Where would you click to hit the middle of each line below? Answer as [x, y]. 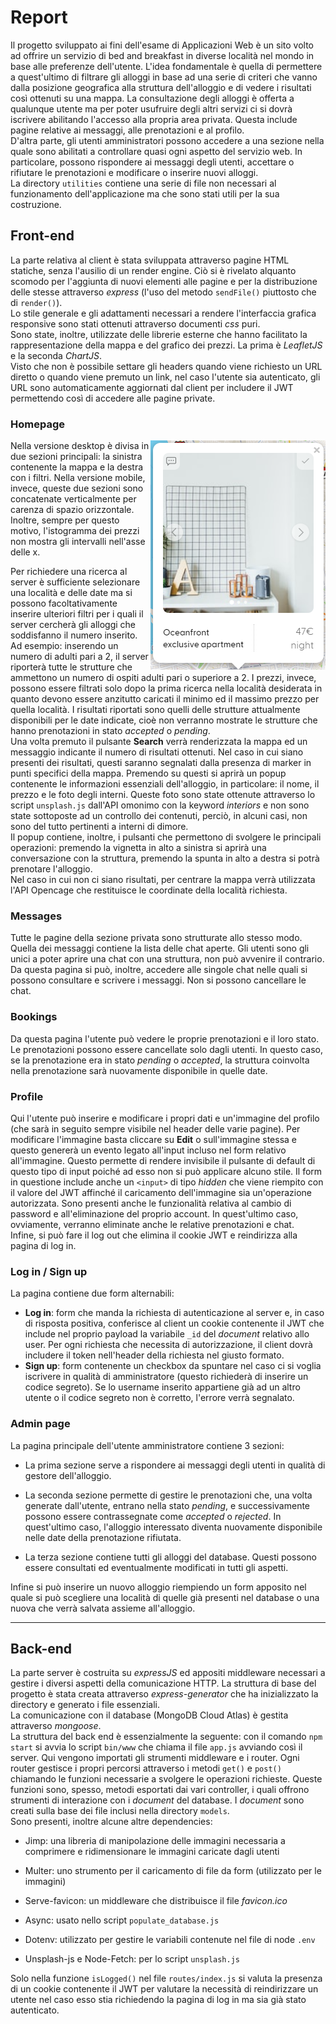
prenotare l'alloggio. [51, 869]
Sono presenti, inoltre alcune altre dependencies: [111, 1822]
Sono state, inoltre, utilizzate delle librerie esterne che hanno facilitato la [159, 334]
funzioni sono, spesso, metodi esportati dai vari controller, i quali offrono [160, 1790]
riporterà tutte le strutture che [71, 667]
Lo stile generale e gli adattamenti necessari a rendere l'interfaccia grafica [163, 313]
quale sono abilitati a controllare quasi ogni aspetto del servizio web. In [156, 151]
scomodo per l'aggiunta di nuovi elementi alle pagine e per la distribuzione [164, 281]
